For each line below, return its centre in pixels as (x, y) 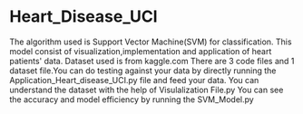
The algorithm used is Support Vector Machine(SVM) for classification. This (151, 42)
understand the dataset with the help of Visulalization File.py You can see (147, 90)
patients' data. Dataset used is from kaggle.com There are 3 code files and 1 (152, 61)
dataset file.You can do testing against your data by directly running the (143, 71)
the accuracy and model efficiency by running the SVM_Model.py (132, 99)
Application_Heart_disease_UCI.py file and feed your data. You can (134, 80)
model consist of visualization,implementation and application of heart (141, 51)
